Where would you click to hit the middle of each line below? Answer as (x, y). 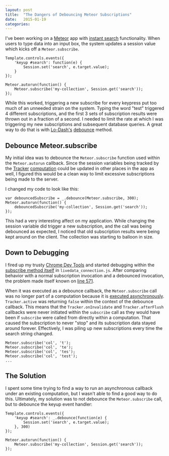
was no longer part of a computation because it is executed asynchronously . (85, 296)
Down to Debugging (37, 253)
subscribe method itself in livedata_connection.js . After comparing (76, 270)
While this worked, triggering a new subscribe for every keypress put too (81, 103)
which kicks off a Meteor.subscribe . (42, 49)
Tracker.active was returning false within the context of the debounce (79, 301)
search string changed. (30, 333)
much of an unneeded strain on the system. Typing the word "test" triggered (85, 108)
